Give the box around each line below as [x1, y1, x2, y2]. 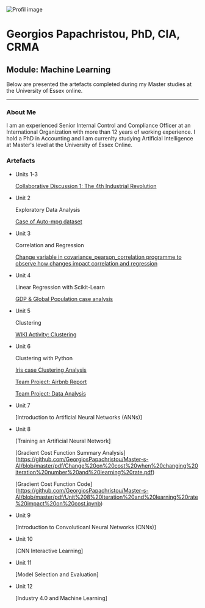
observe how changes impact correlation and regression [15, 259, 157, 267]
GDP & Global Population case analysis [15, 295, 113, 302]
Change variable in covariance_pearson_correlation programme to [15, 253, 182, 261]
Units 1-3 [15, 170, 38, 178]
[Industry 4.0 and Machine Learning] [15, 594, 108, 601]
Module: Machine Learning [6, 64, 111, 74]
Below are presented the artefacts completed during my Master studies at [6, 81, 192, 88]
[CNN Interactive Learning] [15, 547, 84, 554]
